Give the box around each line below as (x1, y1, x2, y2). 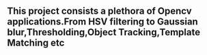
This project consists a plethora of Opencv (7, 5, 193, 17)
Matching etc (7, 37, 65, 49)
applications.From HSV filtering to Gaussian (7, 16, 198, 28)
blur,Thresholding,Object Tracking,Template (7, 26, 200, 38)
